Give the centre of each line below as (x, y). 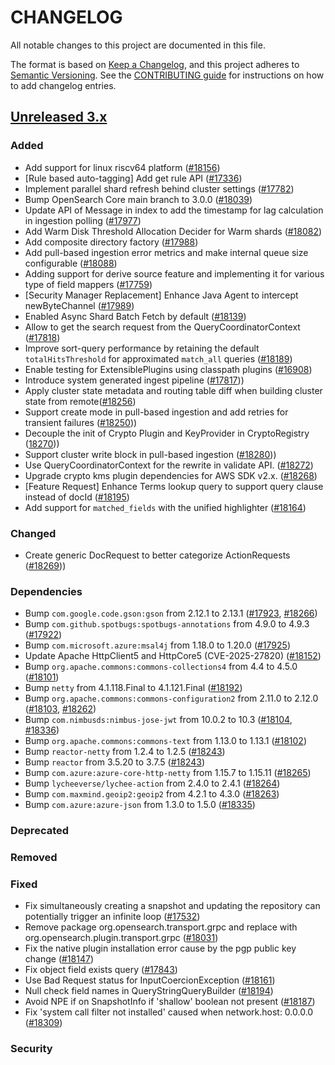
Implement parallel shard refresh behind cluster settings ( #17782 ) (159, 188)
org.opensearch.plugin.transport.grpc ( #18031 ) (121, 938)
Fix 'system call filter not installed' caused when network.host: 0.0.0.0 (169, 1012)
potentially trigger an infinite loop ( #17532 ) (112, 917)
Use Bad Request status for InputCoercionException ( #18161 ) (150, 980)
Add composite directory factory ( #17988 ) (111, 242)
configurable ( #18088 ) (71, 263)
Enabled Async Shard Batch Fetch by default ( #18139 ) (135, 316)
